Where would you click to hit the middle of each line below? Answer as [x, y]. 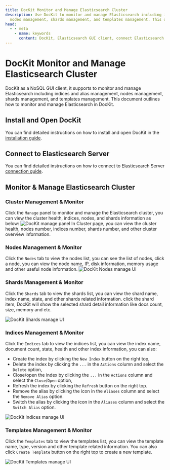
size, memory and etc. [29, 309]
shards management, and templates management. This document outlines [83, 99]
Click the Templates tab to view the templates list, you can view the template [84, 441]
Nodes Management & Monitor [44, 247]
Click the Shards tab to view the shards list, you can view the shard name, [82, 293]
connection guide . [24, 171]
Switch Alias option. [34, 407]
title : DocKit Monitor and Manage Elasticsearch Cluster [67, 10]
